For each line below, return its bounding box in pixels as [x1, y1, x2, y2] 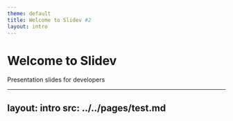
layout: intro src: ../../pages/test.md [7, 102, 166, 114]
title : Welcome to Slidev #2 [7, 17, 92, 24]
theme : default [7, 10, 51, 17]
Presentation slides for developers [7, 75, 105, 84]
